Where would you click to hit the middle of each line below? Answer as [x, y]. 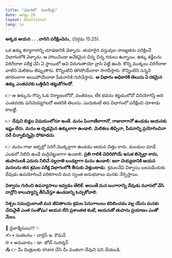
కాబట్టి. [12, 110]
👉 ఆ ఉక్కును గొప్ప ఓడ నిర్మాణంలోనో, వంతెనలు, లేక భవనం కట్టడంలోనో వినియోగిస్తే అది [84, 95]
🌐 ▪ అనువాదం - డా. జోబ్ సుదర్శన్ [37, 243]
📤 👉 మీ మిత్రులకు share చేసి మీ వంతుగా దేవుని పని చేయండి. [63, 250]
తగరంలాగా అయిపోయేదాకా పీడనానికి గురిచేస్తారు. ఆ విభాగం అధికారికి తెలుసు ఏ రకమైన [84, 77]
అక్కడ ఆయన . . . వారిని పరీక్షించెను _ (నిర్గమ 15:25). [53, 39]
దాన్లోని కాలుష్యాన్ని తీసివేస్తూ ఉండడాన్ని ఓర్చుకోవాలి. [52, 192]
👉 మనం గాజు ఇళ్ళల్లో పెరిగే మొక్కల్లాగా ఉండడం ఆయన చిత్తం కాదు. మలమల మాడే [81, 147]
